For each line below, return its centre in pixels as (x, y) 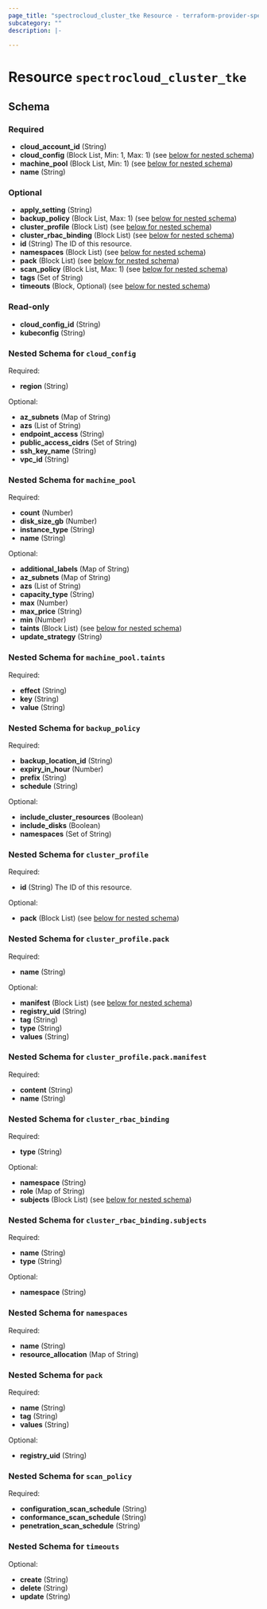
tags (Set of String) (51, 278)
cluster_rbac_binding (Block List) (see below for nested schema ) (127, 235)
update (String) (45, 1596)
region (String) (44, 387)
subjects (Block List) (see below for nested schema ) (106, 1199)
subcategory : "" (35, 23)
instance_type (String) (57, 530)
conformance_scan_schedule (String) (83, 1517)
